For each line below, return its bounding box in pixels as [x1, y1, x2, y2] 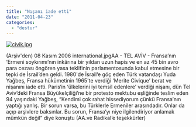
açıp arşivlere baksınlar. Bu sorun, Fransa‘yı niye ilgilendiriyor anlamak [6, 108, 174, 115]
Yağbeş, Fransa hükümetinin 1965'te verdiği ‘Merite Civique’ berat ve [6, 77, 172, 84]
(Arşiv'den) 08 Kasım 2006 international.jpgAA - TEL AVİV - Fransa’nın [6, 52, 177, 59]
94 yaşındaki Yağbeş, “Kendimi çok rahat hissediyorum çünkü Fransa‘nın [6, 96, 181, 103]
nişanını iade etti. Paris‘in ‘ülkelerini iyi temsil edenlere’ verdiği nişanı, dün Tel [6, 83, 191, 91]
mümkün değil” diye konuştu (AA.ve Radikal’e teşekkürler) [6, 115, 146, 122]
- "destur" [11, 25, 38, 31]
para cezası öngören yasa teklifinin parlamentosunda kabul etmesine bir [6, 65, 180, 72]
